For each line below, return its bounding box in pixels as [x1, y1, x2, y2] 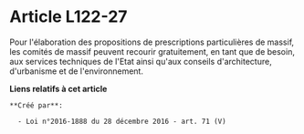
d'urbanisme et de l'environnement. [9, 66, 144, 77]
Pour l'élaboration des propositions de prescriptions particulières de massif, [9, 36, 295, 47]
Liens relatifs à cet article [9, 83, 108, 94]
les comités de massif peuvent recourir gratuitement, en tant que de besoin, [9, 46, 295, 57]
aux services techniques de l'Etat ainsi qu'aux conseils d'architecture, [9, 56, 272, 67]
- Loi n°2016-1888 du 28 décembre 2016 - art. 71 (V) [17, 117, 226, 126]
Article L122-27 [9, 6, 128, 27]
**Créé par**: [9, 100, 64, 110]
